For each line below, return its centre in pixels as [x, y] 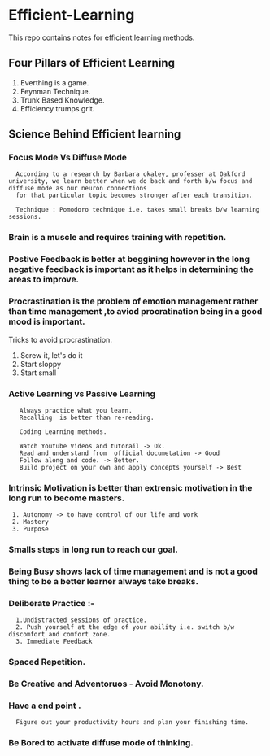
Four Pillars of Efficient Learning [91, 63]
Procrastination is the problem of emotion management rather [133, 301]
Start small [38, 373]
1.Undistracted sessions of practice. [82, 620]
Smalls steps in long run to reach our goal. [94, 549]
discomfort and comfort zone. [60, 635]
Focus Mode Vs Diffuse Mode [68, 158]
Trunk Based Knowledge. [62, 100]
